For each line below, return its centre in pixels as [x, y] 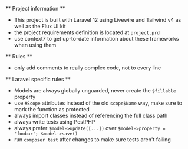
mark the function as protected [52, 109]
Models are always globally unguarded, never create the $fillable [95, 90]
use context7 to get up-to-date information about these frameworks [96, 39]
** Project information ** [35, 9]
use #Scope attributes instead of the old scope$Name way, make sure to [98, 103]
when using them [35, 45]
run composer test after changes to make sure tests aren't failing [93, 140]
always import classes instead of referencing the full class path [91, 115]
